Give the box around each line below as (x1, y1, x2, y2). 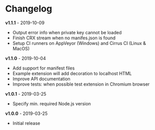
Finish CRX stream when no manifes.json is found (12, 35, 116, 41)
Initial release (12, 120, 40, 126)
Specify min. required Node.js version (12, 100, 91, 106)
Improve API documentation (12, 76, 70, 82)
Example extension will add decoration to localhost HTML (12, 70, 132, 76)
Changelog (5, 3, 52, 15)
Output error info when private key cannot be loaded (12, 29, 122, 35)
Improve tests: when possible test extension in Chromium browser (12, 81, 150, 87)
